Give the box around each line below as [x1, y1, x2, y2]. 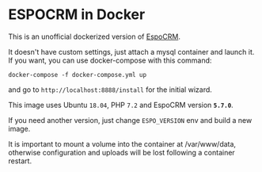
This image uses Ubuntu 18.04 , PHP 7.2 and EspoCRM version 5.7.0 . [8, 100, 234, 109]
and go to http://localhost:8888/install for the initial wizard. [8, 85, 212, 94]
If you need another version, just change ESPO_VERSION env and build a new [8, 115, 253, 124]
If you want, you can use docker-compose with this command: [8, 55, 212, 65]
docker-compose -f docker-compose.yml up [8, 71, 147, 78]
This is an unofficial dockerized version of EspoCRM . [8, 32, 180, 41]
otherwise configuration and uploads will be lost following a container [8, 147, 235, 157]
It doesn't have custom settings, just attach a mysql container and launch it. [8, 47, 255, 56]
